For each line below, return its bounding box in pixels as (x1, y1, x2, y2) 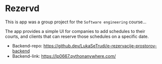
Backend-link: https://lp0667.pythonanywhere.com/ (12, 53, 116, 59)
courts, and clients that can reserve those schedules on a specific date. (5, 33, 149, 39)
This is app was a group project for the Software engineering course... (5, 19, 147, 25)
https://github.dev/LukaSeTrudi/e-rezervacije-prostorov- (43, 43, 157, 48)
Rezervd (5, 3, 40, 14)
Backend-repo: (12, 43, 42, 48)
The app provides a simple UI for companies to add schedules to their (5, 28, 145, 34)
